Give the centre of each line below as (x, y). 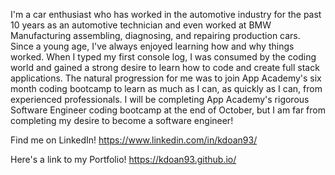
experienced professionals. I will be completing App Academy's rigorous (160, 99)
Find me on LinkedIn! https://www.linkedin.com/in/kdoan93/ (134, 140)
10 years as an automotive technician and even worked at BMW (141, 25)
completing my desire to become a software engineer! (122, 120)
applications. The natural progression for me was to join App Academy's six (166, 78)
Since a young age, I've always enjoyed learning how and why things (152, 46)
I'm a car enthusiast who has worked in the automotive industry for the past (166, 14)
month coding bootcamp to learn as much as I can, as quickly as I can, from (166, 88)
